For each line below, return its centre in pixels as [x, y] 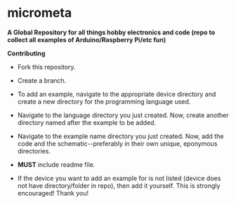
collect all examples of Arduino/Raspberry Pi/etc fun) [87, 39]
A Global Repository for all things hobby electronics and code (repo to [111, 32]
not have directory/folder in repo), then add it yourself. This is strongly [119, 185]
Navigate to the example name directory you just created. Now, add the [120, 136]
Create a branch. [42, 80]
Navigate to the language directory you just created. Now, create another [123, 115]
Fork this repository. [46, 67]
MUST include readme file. [56, 164]
